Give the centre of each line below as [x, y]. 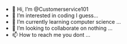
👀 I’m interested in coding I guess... [55, 15]
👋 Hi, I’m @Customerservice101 [50, 9]
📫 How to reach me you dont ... [51, 35]
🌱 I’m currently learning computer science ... [66, 22]
